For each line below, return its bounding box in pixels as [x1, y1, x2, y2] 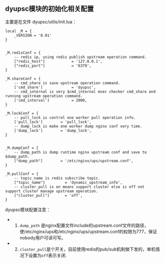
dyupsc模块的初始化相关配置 [5, 4, 94, 13]
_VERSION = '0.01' [14, 33, 52, 38]
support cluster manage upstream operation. [5, 188, 98, 194]
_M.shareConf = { [5, 76, 41, 81]
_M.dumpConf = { [5, 145, 39, 150]
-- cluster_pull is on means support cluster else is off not [14, 184, 145, 189]
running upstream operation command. [5, 93, 83, 98]
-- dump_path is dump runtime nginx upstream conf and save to [14, 150, 147, 155]
